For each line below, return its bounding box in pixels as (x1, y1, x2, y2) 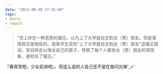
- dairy (5, 16, 21, 21)
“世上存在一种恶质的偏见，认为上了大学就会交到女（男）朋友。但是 (17, 35, 152, 41)
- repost (5, 21, 23, 26)
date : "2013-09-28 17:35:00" (5, 7, 65, 12)
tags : (5, 12, 16, 17)
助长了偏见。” (30, 53, 56, 59)
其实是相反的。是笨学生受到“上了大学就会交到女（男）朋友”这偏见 (21, 41, 154, 47)
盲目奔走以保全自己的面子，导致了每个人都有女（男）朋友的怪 (25, 47, 150, 53)
